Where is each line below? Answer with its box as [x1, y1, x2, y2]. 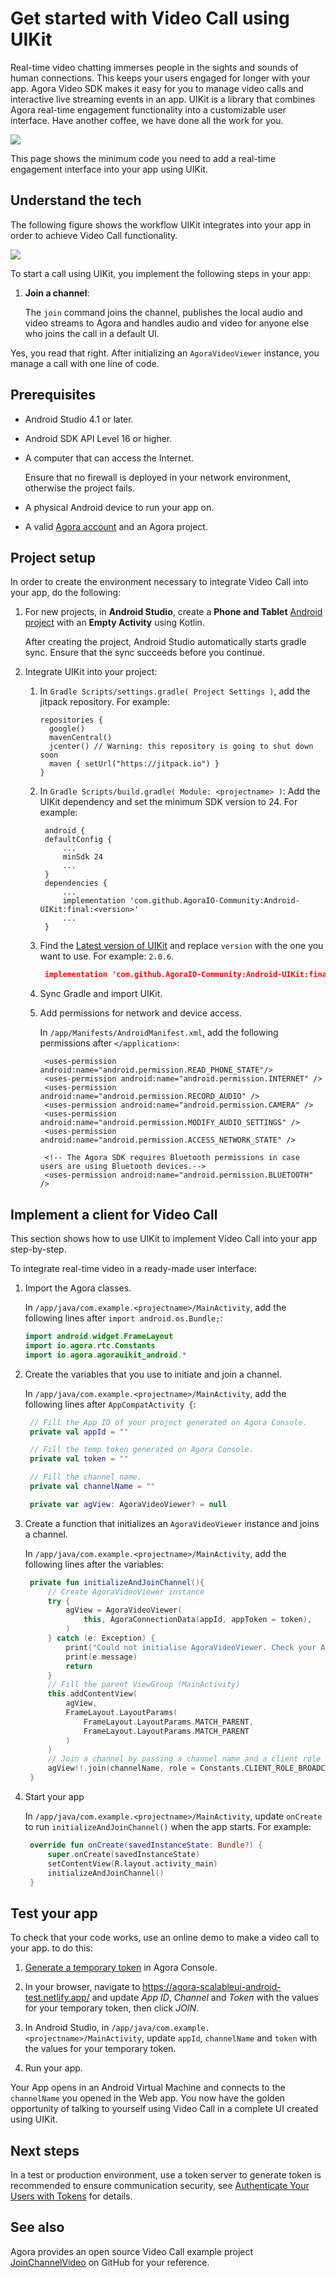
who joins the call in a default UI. [24, 327, 160, 339]
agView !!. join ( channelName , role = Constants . [47, 1763, 245, 1774]
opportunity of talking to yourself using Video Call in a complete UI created [10, 2103, 319, 2115]
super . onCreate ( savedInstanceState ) [47, 1849, 201, 1859]
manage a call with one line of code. [10, 357, 160, 369]
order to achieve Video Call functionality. [10, 229, 178, 241]
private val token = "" [29, 1454, 129, 1464]
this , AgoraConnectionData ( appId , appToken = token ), [83, 1615, 313, 1625]
